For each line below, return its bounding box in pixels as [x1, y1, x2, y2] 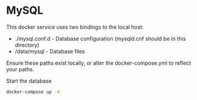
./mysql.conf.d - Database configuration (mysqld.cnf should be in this [14, 35, 186, 42]
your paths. [6, 65, 35, 72]
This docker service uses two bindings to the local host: [6, 23, 144, 31]
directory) [14, 41, 40, 49]
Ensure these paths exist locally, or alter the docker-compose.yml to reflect [6, 59, 191, 66]
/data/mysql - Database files [14, 47, 85, 54]
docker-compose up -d [6, 89, 60, 95]
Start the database [6, 77, 52, 84]
